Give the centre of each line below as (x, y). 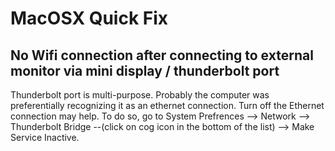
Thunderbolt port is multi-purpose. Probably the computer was (140, 95)
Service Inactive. (45, 137)
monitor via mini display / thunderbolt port (145, 70)
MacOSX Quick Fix (89, 18)
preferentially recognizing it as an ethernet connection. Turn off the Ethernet (167, 105)
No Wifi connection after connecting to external (162, 55)
